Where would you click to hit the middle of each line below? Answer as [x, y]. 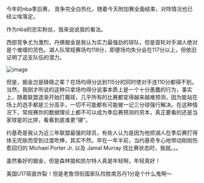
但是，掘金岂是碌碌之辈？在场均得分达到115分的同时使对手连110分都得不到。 [102, 82]
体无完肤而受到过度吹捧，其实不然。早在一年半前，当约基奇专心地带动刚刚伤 [102, 140]
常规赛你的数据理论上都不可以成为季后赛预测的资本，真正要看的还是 [107, 112]
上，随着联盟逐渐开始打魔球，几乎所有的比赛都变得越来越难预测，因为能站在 [102, 97]
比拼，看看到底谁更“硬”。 [59, 120]
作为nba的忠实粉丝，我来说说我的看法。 [56, 29]
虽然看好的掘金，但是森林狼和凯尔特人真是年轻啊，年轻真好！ [83, 161]
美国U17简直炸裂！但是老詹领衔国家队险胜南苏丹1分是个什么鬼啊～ [89, 174]
